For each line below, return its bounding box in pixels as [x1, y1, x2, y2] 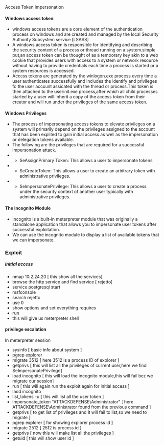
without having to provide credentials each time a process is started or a [12, 63, 158, 69]
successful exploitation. [12, 226, 60, 232]
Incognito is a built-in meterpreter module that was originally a [12, 216, 138, 222]
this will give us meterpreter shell [12, 315, 79, 321]
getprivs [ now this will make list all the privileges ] [12, 430, 114, 436]
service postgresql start [12, 284, 61, 290]
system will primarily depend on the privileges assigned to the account [12, 126, 155, 132]
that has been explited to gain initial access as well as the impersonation [12, 132, 158, 138]
